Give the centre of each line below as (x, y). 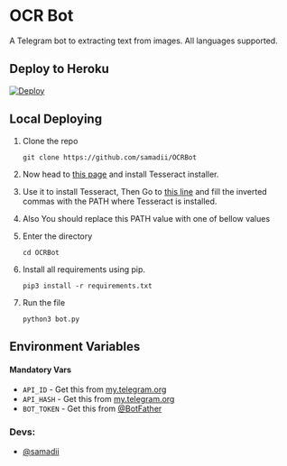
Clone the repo (50, 141)
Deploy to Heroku (60, 69)
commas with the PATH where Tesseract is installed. (120, 201)
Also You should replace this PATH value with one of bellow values (146, 218)
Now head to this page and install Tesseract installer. (120, 174)
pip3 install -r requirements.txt (87, 286)
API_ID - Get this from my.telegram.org (94, 389)
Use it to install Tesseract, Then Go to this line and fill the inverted (145, 191)
